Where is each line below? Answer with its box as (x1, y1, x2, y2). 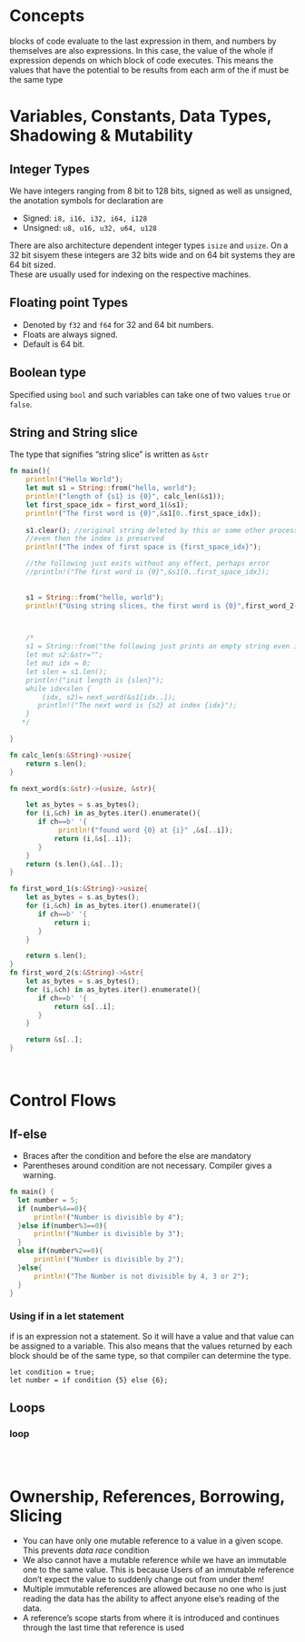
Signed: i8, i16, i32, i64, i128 (22, 213, 148, 223)
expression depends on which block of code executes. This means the (9, 54, 274, 65)
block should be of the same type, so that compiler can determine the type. (9, 1350, 292, 1360)
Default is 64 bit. (22, 338, 85, 350)
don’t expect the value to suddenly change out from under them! (22, 1574, 265, 1585)
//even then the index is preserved (25, 534, 165, 543)
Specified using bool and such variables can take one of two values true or (9, 389, 290, 400)
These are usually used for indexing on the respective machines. (9, 269, 251, 280)
